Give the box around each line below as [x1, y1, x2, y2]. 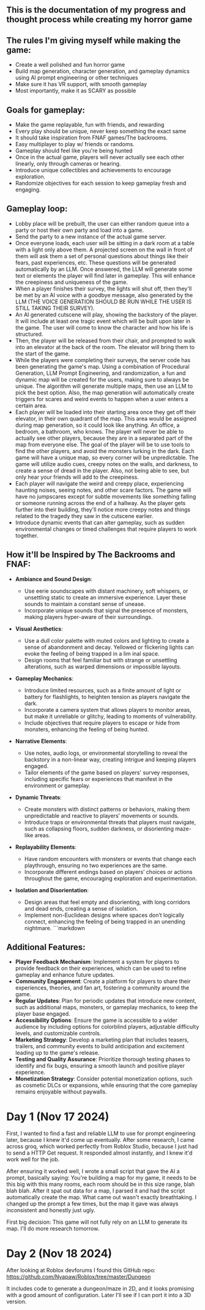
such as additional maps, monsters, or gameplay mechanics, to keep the [15, 1004, 198, 1011]
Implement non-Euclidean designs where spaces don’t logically [24, 911, 185, 919]
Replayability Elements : [15, 843, 76, 851]
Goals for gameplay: [6, 105, 86, 115]
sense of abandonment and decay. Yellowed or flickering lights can [24, 643, 194, 651]
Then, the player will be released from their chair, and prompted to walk [15, 336, 196, 344]
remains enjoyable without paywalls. [15, 1088, 107, 1095]
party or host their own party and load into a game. [15, 226, 144, 234]
